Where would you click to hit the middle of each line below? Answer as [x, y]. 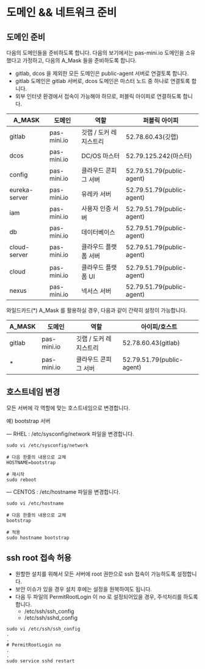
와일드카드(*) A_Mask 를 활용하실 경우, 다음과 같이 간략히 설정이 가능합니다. [97, 310]
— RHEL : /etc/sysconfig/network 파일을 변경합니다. [70, 433]
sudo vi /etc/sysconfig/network [47, 445]
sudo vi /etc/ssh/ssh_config [43, 629]
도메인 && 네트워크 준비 [62, 13]
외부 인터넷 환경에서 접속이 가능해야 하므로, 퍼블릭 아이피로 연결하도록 [98, 96]
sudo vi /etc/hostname [35, 503]
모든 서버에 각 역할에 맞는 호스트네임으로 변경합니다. [68, 408]
